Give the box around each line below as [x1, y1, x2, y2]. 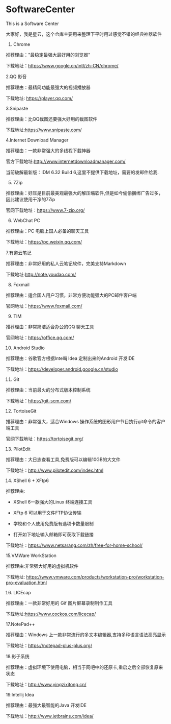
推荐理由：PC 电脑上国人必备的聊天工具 [6, 228, 90, 234]
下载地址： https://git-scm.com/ [6, 397, 72, 404]
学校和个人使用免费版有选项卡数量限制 [13, 520, 94, 526]
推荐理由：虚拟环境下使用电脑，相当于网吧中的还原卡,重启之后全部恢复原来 [6, 664, 163, 670]
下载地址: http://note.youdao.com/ [6, 271, 76, 277]
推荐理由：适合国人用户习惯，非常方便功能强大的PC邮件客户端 [6, 292, 137, 298]
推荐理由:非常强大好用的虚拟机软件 [6, 563, 79, 569]
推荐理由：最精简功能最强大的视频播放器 [6, 84, 91, 90]
